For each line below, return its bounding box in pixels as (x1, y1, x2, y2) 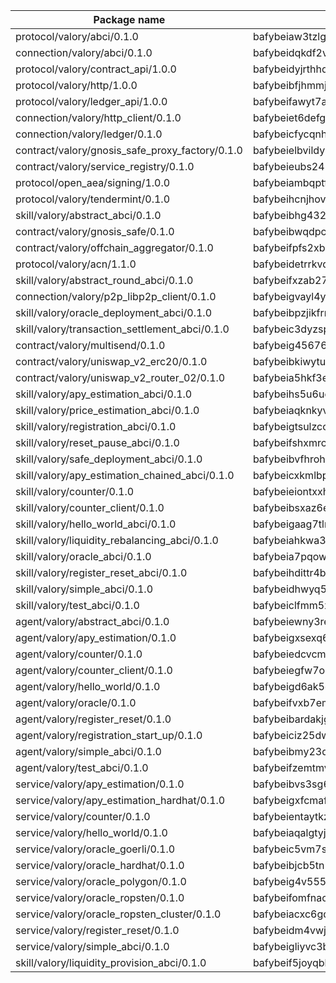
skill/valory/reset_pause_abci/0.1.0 (15, 436, 180, 449)
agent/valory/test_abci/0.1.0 (15, 761, 149, 774)
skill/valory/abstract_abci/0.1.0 (15, 209, 162, 222)
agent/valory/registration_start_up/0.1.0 (15, 729, 203, 742)
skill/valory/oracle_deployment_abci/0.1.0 (15, 306, 213, 319)
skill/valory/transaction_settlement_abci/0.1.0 (15, 322, 230, 336)
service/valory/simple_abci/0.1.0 (15, 940, 170, 953)
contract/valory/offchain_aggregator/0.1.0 (15, 241, 214, 254)
